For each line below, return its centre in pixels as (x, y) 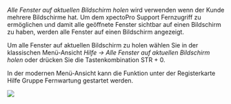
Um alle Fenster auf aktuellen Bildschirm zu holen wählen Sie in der (103, 45)
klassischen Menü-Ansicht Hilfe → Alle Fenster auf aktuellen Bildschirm (109, 52)
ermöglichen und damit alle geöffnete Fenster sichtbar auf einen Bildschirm (114, 24)
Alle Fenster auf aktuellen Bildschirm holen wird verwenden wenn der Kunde (116, 10)
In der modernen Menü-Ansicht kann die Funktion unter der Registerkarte (111, 73)
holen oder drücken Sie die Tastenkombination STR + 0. (86, 60)
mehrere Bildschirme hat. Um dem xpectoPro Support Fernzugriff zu (104, 17)
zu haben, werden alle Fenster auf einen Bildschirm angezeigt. (96, 32)
